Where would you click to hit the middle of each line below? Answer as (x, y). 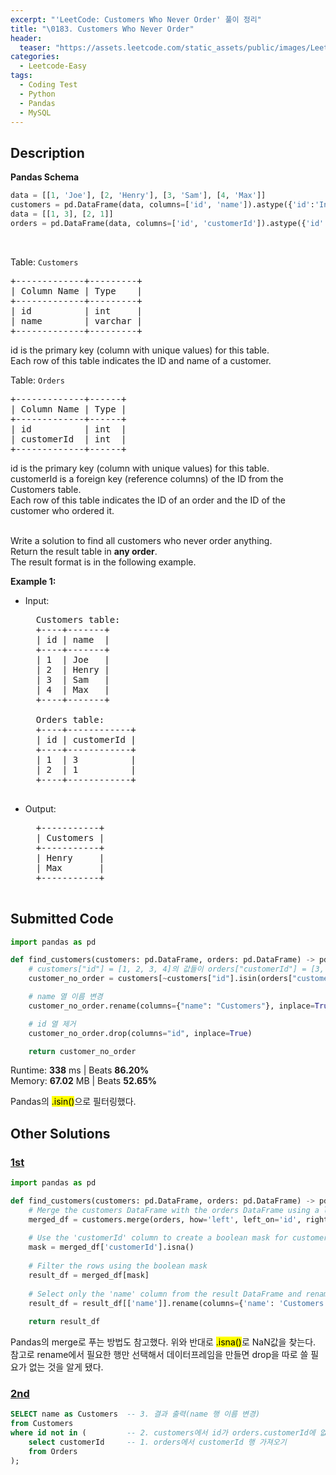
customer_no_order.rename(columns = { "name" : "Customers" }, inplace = (171, 1006)
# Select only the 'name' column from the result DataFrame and (165, 1294)
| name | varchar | (76, 320)
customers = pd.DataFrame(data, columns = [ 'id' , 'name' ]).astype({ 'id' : (162, 205)
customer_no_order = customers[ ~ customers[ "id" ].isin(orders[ (160, 979)
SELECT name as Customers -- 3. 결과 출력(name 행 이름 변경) (135, 1414)
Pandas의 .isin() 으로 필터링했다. (73, 1102)
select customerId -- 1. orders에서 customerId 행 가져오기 (157, 1442)
